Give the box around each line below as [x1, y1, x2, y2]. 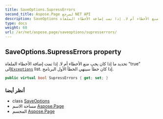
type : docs [5, 20, 27, 26]
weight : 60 [5, 25, 27, 30]
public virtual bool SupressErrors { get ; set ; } [5, 75, 109, 80]
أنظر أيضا [5, 87, 25, 94]
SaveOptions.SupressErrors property [5, 48, 121, 56]
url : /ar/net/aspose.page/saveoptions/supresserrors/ [5, 30, 117, 35]
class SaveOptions [12, 98, 50, 104]
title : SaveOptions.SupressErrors [5, 7, 76, 12]
